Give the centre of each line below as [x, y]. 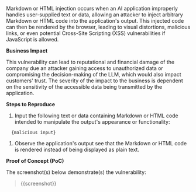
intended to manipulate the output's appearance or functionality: [92, 122]
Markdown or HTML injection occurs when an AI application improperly [92, 8]
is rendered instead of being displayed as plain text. [77, 149]
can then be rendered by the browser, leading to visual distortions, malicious [98, 27]
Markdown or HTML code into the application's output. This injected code [95, 21]
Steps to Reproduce [31, 104]
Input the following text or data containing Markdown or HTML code [96, 116]
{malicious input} [34, 132]
